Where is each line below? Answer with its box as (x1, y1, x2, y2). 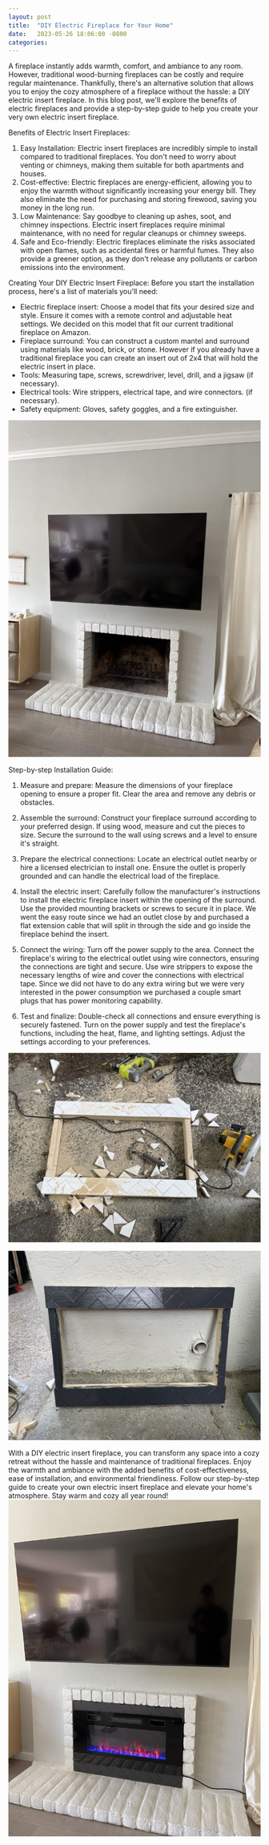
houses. (19, 169, 46, 179)
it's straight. (19, 838, 60, 849)
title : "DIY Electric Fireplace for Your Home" (8, 21, 174, 30)
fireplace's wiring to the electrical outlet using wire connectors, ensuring (19, 954, 259, 963)
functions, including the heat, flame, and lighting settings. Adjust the (19, 1028, 246, 1038)
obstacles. (19, 797, 54, 807)
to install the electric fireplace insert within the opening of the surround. (19, 895, 257, 905)
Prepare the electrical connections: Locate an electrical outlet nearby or (19, 854, 258, 864)
